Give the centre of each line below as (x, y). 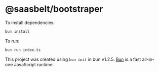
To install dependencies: (30, 23)
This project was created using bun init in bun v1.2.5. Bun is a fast (73, 59)
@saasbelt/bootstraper (54, 9)
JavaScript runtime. (34, 64)
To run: (12, 41)
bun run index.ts (23, 50)
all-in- (148, 59)
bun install (17, 31)
